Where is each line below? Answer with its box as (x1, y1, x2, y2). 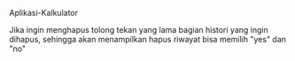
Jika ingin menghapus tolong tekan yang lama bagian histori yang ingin (9, 25, 268, 34)
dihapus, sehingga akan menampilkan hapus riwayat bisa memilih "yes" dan (9, 34, 286, 44)
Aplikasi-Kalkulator (9, 8, 78, 18)
